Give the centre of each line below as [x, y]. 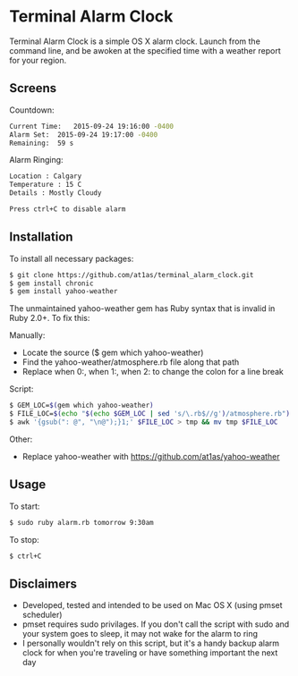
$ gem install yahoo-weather [64, 292]
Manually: [27, 335]
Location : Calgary [46, 176]
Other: [21, 439]
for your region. [38, 60]
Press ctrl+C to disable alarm [68, 209]
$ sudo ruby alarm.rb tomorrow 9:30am [81, 522]
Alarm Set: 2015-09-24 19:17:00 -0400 [84, 135]
